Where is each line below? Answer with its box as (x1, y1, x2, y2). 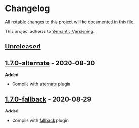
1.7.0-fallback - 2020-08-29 (5, 95, 92, 103)
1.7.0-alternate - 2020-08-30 (5, 59, 95, 67)
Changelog (5, 3, 50, 14)
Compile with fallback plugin (12, 117, 69, 123)
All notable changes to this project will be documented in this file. (5, 19, 135, 25)
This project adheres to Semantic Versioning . (5, 28, 95, 34)
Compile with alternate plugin (12, 81, 71, 87)
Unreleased (5, 42, 41, 51)
